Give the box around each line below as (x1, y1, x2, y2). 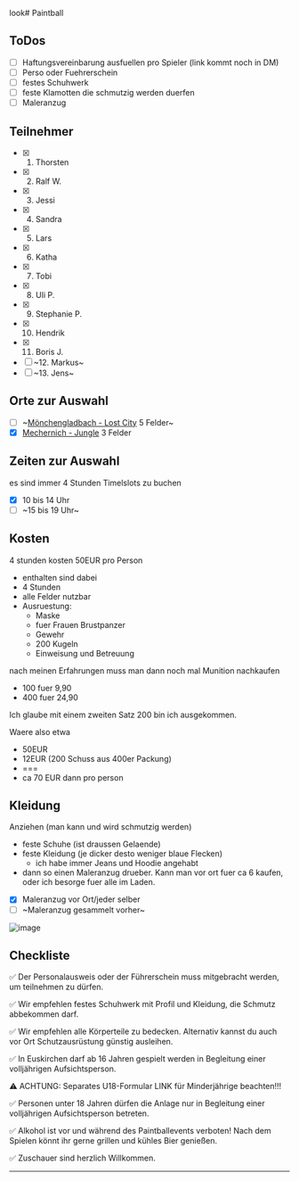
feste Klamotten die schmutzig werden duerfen (21, 87, 195, 97)
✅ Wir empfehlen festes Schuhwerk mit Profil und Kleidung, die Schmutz (9, 999, 276, 1010)
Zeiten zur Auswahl (9, 454, 120, 469)
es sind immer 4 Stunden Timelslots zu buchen (9, 477, 182, 488)
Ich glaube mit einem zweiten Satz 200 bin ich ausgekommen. (9, 709, 238, 720)
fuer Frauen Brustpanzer (35, 619, 126, 630)
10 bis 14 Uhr (21, 494, 70, 505)
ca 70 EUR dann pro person (21, 772, 124, 783)
